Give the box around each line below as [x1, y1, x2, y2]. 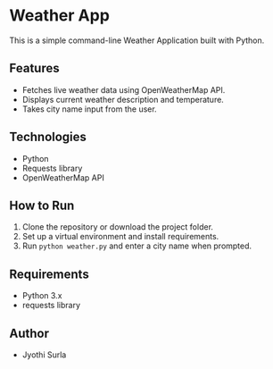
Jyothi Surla [21, 349, 67, 360]
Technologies [9, 130, 87, 145]
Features [9, 61, 60, 76]
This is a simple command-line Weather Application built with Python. [9, 35, 265, 46]
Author [9, 325, 49, 340]
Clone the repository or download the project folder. [21, 222, 214, 232]
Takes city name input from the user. [21, 104, 158, 114]
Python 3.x [21, 290, 62, 301]
